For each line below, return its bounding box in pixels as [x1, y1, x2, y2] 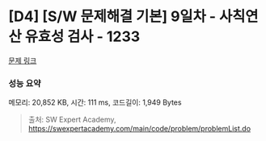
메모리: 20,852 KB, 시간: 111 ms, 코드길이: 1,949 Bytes [8, 97, 182, 107]
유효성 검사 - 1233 [24, 27, 141, 46]
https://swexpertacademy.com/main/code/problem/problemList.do [27, 124, 251, 134]
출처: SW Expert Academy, [27, 114, 116, 125]
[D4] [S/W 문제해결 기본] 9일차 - [8, 7, 217, 26]
